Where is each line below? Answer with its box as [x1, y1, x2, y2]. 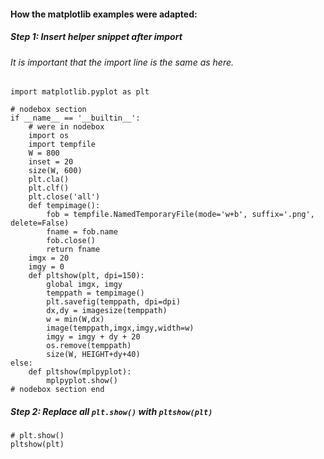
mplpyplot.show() [46, 376, 118, 386]
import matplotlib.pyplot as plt [10, 87, 150, 97]
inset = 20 [28, 157, 74, 167]
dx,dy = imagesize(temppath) [46, 306, 168, 316]
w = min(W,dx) [46, 315, 105, 325]
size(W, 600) [28, 166, 83, 176]
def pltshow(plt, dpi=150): [28, 271, 145, 281]
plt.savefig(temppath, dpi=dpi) [46, 297, 182, 307]
